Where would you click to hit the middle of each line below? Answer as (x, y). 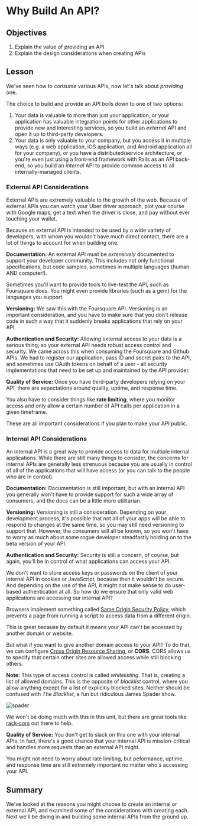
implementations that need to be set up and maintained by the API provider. (98, 370)
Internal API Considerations (47, 439)
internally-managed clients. (48, 171)
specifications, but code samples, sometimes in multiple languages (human (98, 267)
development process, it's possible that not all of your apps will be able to (96, 519)
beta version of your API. (36, 544)
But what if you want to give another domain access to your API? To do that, (98, 645)
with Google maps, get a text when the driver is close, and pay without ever (98, 213)
